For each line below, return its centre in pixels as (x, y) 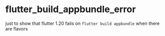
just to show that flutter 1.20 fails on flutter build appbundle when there (82, 23)
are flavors (17, 28)
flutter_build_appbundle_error (71, 9)
